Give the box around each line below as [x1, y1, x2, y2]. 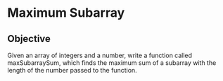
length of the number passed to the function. [7, 66, 137, 74]
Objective [7, 33, 51, 45]
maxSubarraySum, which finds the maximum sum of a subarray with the [7, 59, 217, 67]
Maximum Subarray [7, 5, 125, 21]
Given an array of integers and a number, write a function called [7, 51, 192, 59]
